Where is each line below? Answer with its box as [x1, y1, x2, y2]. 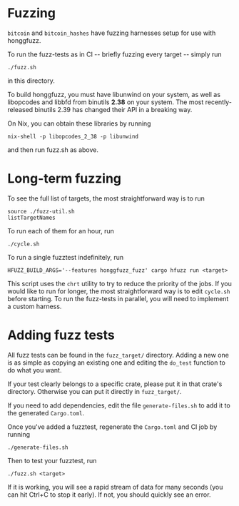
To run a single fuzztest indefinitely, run [7, 253, 124, 261]
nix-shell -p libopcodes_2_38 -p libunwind [7, 133, 139, 140]
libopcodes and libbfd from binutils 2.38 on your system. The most [7, 98, 204, 106]
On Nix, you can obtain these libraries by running [7, 119, 151, 128]
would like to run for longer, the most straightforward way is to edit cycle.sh [7, 287, 230, 295]
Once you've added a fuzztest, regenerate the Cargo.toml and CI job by [7, 422, 218, 431]
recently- [205, 98, 232, 106]
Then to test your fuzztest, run [7, 456, 97, 465]
